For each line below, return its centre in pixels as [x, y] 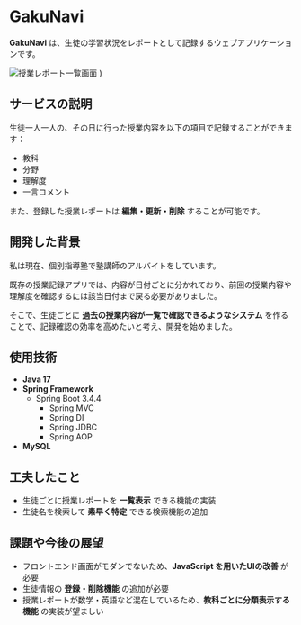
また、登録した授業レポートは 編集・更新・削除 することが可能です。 [137, 211]
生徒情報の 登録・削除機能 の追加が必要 [95, 589]
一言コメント [46, 192]
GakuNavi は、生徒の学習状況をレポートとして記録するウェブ [124, 42]
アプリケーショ [265, 42]
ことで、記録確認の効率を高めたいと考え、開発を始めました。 [124, 326]
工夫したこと [45, 477]
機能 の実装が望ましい [63, 611]
